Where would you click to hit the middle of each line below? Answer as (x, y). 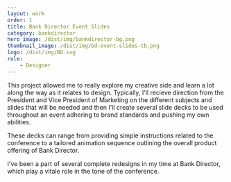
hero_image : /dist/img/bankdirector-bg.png (71, 40)
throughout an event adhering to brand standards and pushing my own (108, 115)
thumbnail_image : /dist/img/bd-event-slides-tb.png (83, 46)
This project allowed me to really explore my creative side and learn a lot (111, 85)
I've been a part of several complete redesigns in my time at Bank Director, (114, 163)
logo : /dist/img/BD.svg (42, 53)
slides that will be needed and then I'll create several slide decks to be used (115, 107)
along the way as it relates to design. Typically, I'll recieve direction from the (115, 92)
